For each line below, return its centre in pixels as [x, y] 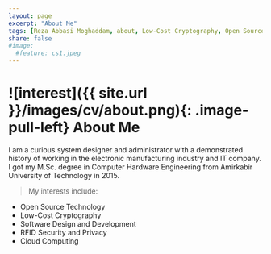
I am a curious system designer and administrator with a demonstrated [126, 149]
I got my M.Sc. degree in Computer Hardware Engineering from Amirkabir [131, 167]
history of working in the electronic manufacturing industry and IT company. [135, 158]
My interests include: [63, 191]
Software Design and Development [78, 223]
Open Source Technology [63, 206]
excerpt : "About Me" [43, 23]
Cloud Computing [49, 241]
